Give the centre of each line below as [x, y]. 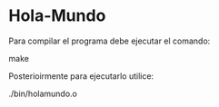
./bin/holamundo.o [43, 93]
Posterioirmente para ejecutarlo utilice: [81, 76]
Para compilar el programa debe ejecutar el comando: [109, 41]
